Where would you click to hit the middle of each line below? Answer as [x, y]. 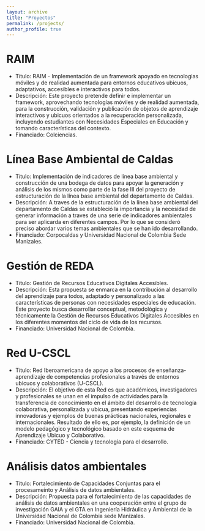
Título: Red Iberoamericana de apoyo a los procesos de [85, 370]
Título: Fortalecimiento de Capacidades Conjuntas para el [88, 483]
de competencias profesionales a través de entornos [113, 377]
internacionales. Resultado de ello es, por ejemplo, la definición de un [103, 422]
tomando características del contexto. [63, 128]
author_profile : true [34, 29]
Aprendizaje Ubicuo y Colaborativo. [60, 435]
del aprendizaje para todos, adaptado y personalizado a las [90, 296]
